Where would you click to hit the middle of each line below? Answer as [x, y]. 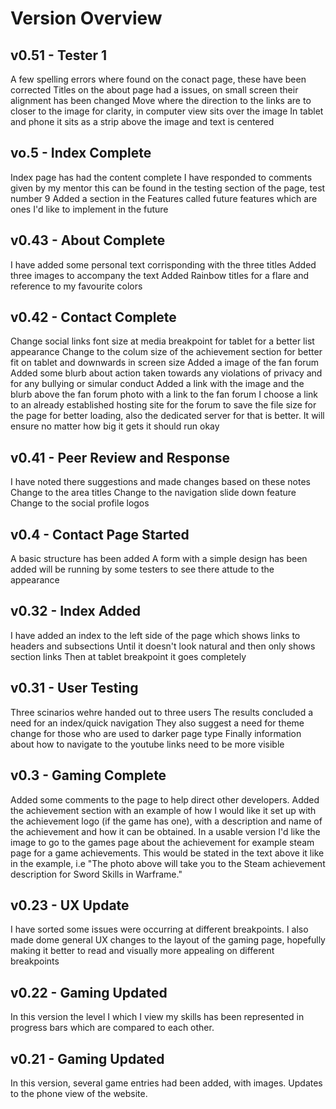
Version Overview [86, 18]
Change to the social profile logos [80, 503]
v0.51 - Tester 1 [59, 55]
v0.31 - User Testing [74, 688]
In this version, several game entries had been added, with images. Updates [166, 1083]
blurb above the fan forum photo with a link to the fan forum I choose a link [164, 394]
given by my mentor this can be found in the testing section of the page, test [168, 188]
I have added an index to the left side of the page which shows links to [155, 635]
